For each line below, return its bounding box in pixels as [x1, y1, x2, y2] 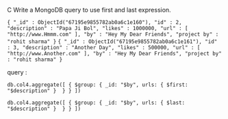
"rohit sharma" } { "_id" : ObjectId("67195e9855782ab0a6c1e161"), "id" [7, 38, 218, 45]
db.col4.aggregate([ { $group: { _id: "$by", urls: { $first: [7, 81, 188, 88]
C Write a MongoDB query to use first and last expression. [7, 6, 171, 14]
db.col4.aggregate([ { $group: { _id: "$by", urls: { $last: [7, 99, 186, 106]
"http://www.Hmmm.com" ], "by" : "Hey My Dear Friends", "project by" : [7, 31, 219, 38]
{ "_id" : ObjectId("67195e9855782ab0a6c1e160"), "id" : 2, [7, 19, 183, 26]
